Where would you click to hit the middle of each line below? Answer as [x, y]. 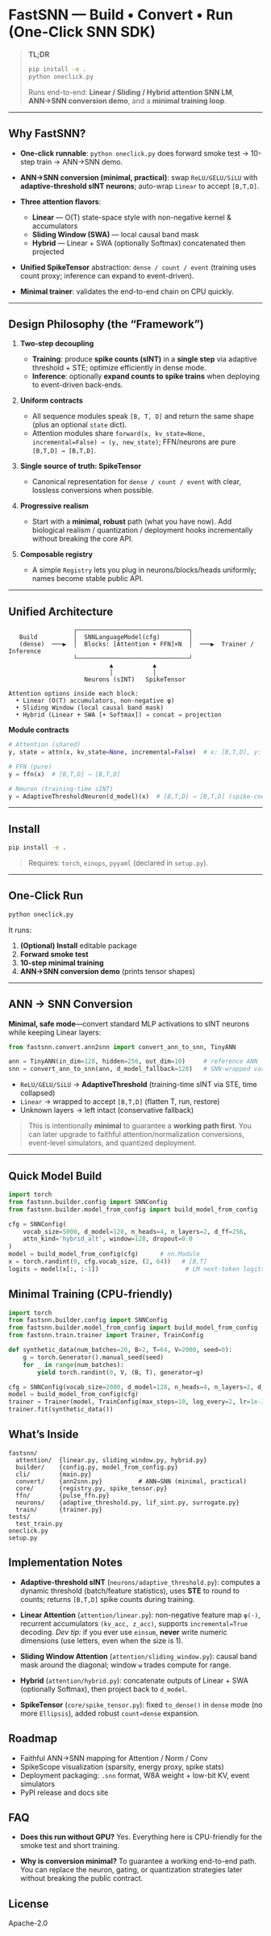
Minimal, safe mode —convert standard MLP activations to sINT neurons [129, 1023]
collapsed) [38, 1093]
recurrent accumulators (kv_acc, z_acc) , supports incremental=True [134, 1623]
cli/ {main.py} [54, 1474]
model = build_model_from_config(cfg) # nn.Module [104, 1254]
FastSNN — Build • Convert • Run [121, 15]
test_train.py [39, 1524]
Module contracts [39, 730]
